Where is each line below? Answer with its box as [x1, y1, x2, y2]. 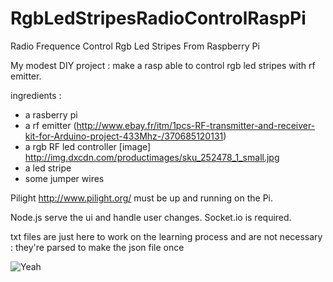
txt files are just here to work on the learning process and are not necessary [10, 230, 323, 242]
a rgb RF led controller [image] [24, 140, 152, 152]
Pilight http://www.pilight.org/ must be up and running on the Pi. [10, 192, 273, 204]
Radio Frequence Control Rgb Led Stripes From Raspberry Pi [10, 40, 260, 52]
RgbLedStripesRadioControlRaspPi [10, 7, 307, 30]
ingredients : [10, 89, 62, 101]
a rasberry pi [24, 108, 78, 121]
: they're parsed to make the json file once [10, 241, 185, 253]
